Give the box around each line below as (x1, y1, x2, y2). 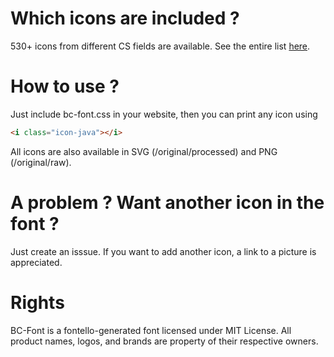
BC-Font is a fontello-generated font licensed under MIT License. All (10, 324, 292, 336)
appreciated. (10, 256, 63, 268)
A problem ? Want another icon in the (10, 191, 325, 214)
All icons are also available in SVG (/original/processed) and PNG (10, 145, 278, 157)
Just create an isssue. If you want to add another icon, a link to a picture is (10, 245, 317, 257)
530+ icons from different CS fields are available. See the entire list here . (10, 40, 311, 52)
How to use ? (10, 75, 120, 98)
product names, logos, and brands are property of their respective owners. (10, 335, 319, 347)
